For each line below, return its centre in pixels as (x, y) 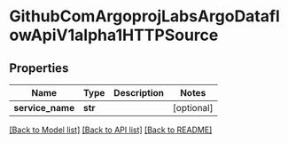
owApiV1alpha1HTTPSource (114, 35)
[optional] (193, 108)
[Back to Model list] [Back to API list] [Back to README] (111, 130)
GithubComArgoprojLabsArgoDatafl (145, 16)
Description (139, 93)
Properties (39, 68)
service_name (44, 108)
